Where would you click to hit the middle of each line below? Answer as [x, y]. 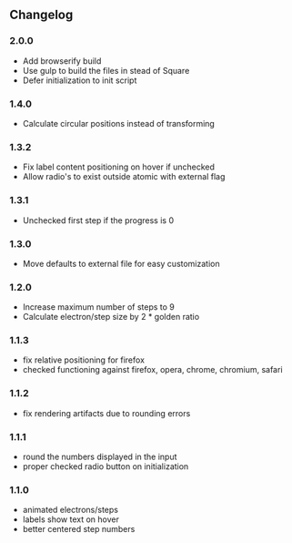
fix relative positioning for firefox [84, 360]
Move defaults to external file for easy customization [121, 263]
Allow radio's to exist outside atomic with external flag [124, 177]
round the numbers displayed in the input [100, 457]
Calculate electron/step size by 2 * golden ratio [111, 317]
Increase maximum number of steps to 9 [99, 307]
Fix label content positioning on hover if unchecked [119, 167]
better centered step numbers [79, 529]
